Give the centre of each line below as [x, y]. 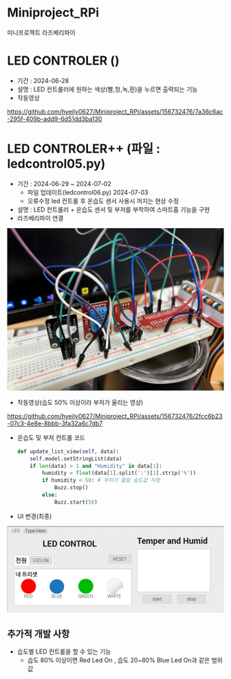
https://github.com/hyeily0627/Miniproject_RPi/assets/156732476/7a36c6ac [115, 111]
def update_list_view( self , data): [68, 452]
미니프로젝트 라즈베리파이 [41, 32]
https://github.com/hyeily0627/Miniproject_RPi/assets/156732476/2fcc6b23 [115, 416]
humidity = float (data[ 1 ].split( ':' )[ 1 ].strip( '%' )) [119, 473]
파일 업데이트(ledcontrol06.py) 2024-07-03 [88, 192]
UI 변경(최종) [34, 516]
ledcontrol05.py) [56, 164]
